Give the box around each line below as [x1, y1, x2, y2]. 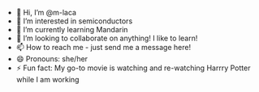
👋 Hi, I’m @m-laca [15, 8, 77, 17]
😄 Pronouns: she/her [15, 54, 88, 64]
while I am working [15, 75, 80, 84]
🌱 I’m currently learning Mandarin [15, 25, 128, 34]
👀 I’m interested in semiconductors [15, 16, 133, 26]
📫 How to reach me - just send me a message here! [15, 43, 192, 52]
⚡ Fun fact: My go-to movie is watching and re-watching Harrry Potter [15, 63, 251, 73]
